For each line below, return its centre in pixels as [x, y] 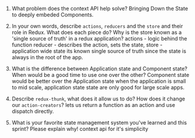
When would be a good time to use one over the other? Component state [100, 75]
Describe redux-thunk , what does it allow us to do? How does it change [98, 99]
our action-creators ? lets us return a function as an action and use [93, 105]
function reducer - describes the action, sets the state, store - [87, 45]
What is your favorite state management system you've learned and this [99, 122]
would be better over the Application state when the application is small [99, 81]
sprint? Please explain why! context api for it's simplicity [80, 129]
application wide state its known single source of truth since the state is [99, 51]
